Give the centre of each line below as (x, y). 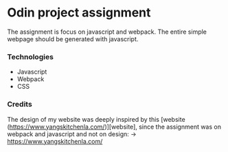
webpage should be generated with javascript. (73, 39)
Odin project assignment (79, 13)
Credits (20, 105)
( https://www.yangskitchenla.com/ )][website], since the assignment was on (114, 127)
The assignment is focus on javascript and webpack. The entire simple (107, 32)
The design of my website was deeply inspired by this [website (96, 119)
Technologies (30, 56)
